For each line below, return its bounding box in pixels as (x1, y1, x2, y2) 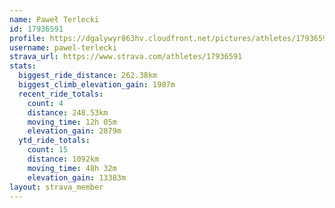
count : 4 (27, 98, 64, 108)
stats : (9, 61, 37, 71)
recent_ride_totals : (18, 89, 104, 99)
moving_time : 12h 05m (27, 117, 117, 127)
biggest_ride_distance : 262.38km (18, 71, 158, 81)
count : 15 (27, 145, 69, 155)
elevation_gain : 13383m (27, 172, 127, 183)
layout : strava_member (9, 182, 104, 192)
